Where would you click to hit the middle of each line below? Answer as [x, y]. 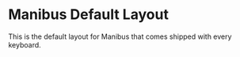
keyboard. [25, 44]
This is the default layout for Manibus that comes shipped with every [120, 36]
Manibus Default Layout [88, 15]
